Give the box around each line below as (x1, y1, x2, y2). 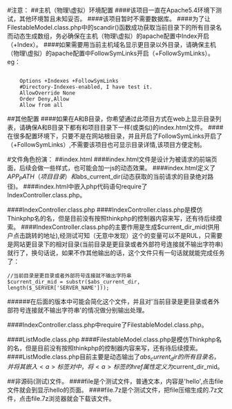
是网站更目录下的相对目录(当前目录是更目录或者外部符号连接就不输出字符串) (7, 240, 224, 248)
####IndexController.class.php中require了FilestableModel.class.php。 (7, 320, 208, 329)
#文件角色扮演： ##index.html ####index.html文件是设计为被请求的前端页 (7, 155, 217, 163)
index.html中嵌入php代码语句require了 (38, 182, 148, 190)
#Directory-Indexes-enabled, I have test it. (19, 83, 153, 90)
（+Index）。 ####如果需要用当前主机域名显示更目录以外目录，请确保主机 (7, 41, 216, 48)
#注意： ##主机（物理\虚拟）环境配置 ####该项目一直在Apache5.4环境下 (7, 6, 216, 14)
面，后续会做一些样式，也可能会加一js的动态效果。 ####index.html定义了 (7, 164, 216, 172)
